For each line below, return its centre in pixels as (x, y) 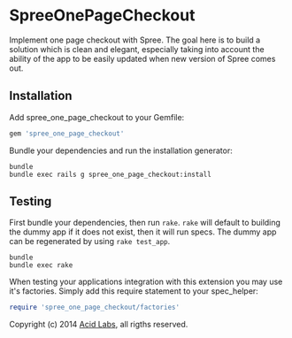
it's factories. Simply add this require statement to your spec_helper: (134, 291)
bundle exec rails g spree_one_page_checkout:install (111, 174)
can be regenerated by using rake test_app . (90, 242)
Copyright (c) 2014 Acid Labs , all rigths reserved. (99, 325)
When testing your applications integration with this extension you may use (146, 282)
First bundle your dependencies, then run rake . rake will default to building (145, 223)
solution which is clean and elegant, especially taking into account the (137, 49)
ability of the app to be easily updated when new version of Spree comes (142, 58)
